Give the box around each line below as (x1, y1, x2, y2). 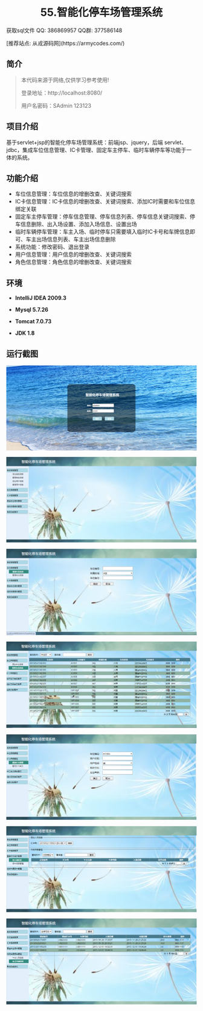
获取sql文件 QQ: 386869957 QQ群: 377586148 (6, 27, 123, 34)
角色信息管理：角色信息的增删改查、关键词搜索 (14, 259, 132, 266)
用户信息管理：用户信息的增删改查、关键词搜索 (14, 251, 132, 258)
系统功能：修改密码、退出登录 (14, 243, 89, 251)
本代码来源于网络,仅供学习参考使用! (21, 76, 109, 84)
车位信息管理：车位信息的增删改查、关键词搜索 (14, 190, 132, 197)
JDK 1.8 (14, 329, 35, 337)
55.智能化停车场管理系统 (40, 5, 163, 19)
